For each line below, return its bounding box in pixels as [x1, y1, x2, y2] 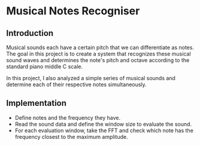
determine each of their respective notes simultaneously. [6, 81, 147, 88]
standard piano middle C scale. [6, 63, 83, 70]
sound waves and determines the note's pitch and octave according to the [6, 57, 190, 63]
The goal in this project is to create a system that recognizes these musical [6, 50, 191, 57]
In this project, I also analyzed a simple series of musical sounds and [6, 75, 175, 81]
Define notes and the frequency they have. [14, 114, 121, 121]
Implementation [6, 98, 67, 108]
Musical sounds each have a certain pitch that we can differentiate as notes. [6, 44, 195, 51]
